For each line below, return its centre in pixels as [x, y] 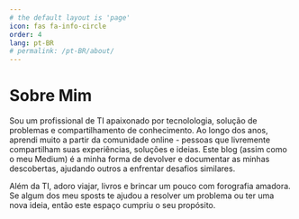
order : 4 [26, 34]
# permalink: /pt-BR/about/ [62, 51]
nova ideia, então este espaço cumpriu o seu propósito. [113, 205]
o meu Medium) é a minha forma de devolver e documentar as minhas [140, 160]
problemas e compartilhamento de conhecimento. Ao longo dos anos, [139, 131]
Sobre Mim [51, 96]
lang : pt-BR [32, 43]
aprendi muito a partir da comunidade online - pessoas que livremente [140, 140]
